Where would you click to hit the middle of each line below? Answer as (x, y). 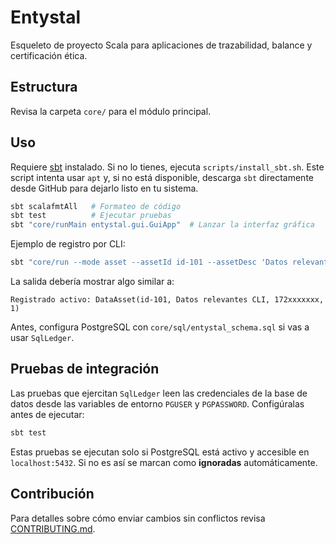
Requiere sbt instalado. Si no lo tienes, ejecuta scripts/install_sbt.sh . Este (167, 167)
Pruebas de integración (85, 369)
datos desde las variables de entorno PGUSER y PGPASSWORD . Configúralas (157, 403)
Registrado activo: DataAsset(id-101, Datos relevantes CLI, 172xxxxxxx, (167, 300)
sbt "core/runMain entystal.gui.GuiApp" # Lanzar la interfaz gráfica (162, 225)
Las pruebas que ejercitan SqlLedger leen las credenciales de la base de (159, 393)
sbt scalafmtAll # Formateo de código (96, 206)
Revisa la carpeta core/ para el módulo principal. (111, 111)
